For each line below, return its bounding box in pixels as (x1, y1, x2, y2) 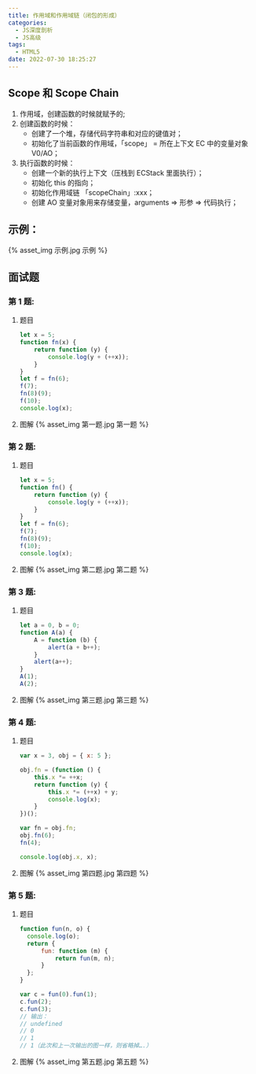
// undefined (19, 1020, 63, 1028)
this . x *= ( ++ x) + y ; (48, 788, 119, 796)
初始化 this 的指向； (31, 178, 96, 187)
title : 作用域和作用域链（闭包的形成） (8, 11, 121, 20)
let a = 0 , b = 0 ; (19, 621, 80, 630)
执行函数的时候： (19, 158, 75, 168)
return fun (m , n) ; (54, 954, 115, 962)
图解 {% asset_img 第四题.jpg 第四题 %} (19, 868, 149, 878)
